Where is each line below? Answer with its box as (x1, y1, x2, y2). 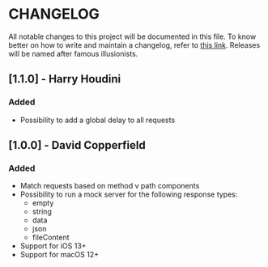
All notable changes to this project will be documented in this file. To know (8, 32, 257, 41)
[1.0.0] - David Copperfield (8, 138, 146, 152)
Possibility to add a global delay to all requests (19, 115, 176, 125)
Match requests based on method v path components (19, 181, 200, 191)
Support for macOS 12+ (19, 250, 100, 260)
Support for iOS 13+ (19, 241, 87, 251)
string (32, 207, 53, 217)
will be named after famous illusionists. (8, 49, 138, 58)
